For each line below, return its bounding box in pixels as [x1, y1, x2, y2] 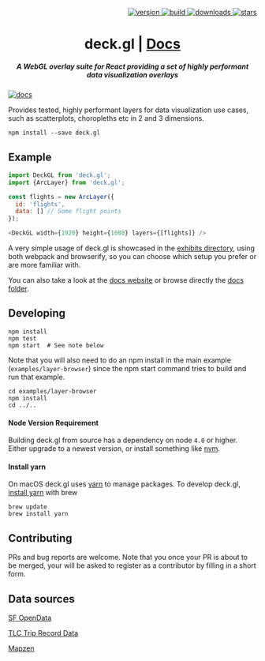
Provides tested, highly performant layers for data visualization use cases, [8, 105, 249, 115]
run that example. [8, 372, 65, 381]
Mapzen [8, 644, 35, 653]
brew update [8, 503, 47, 511]
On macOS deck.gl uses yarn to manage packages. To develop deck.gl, [8, 479, 241, 489]
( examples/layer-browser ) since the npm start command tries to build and [8, 363, 247, 373]
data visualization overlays [86, 69, 179, 79]
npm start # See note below [8, 341, 104, 349]
